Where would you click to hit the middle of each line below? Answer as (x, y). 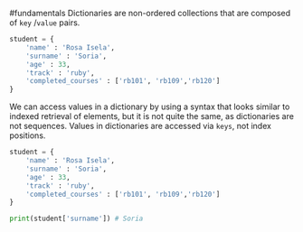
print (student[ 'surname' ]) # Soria (76, 219)
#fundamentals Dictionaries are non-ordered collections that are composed (150, 13)
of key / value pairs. (45, 23)
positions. (28, 135)
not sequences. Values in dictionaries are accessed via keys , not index (140, 126)
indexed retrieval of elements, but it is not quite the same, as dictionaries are (151, 116)
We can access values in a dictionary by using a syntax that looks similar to (150, 107)
